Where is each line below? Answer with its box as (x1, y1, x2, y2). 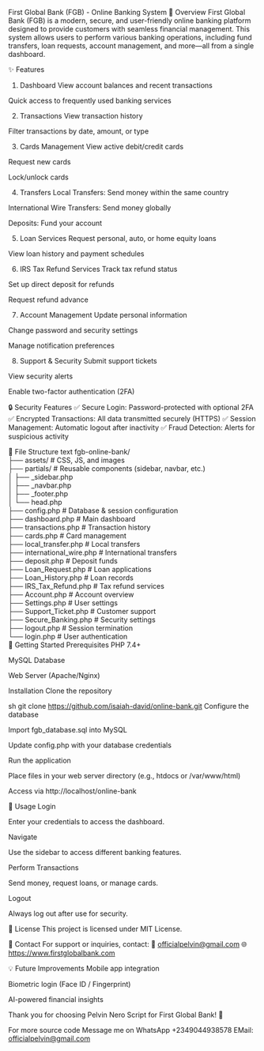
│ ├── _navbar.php (8, 480, 72, 490)
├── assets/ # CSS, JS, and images (8, 455, 125, 465)
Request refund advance (8, 295, 89, 304)
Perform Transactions (8, 863, 79, 872)
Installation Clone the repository (8, 686, 112, 695)
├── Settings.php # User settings (8, 598, 119, 608)
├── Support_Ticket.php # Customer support (8, 607, 157, 616)
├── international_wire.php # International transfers (8, 548, 178, 557)
